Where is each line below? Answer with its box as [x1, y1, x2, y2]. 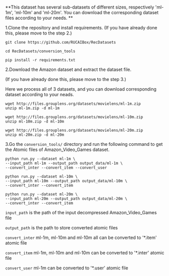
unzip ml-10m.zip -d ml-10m [5, 119, 65, 124]
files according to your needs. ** [5, 15, 73, 21]
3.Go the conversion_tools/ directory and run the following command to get [5, 141, 163, 147]
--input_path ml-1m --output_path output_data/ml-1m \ [5, 161, 123, 166]
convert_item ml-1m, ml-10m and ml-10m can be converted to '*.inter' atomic [5, 250, 164, 256]
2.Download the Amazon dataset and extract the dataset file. [5, 66, 132, 72]
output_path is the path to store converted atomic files [5, 225, 118, 231]
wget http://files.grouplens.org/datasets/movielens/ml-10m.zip [5, 114, 143, 120]
